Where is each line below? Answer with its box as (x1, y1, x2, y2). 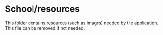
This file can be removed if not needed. (5, 25, 85, 31)
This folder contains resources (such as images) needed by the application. (5, 20, 159, 26)
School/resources (5, 3, 80, 15)
